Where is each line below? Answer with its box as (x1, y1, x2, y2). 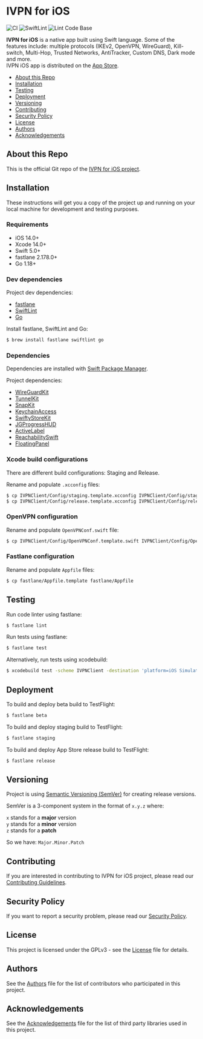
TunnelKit (14, 395, 39, 403)
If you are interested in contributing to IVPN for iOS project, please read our (6, 872, 194, 880)
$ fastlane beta (6, 712, 47, 718)
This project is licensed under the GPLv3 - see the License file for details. (6, 946, 189, 953)
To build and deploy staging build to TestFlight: (6, 723, 123, 730)
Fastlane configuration (6, 552, 74, 561)
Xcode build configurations (6, 455, 88, 464)
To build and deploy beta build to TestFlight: (6, 700, 116, 707)
